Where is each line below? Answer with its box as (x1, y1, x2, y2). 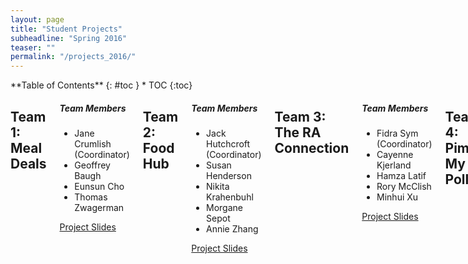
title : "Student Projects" (10, 24, 123, 34)
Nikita (206, 181, 230, 193)
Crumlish (74, 138, 112, 150)
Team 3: (274, 108, 327, 125)
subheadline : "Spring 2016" (10, 33, 128, 43)
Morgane (206, 202, 243, 214)
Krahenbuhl (206, 191, 254, 203)
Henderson (206, 170, 252, 182)
